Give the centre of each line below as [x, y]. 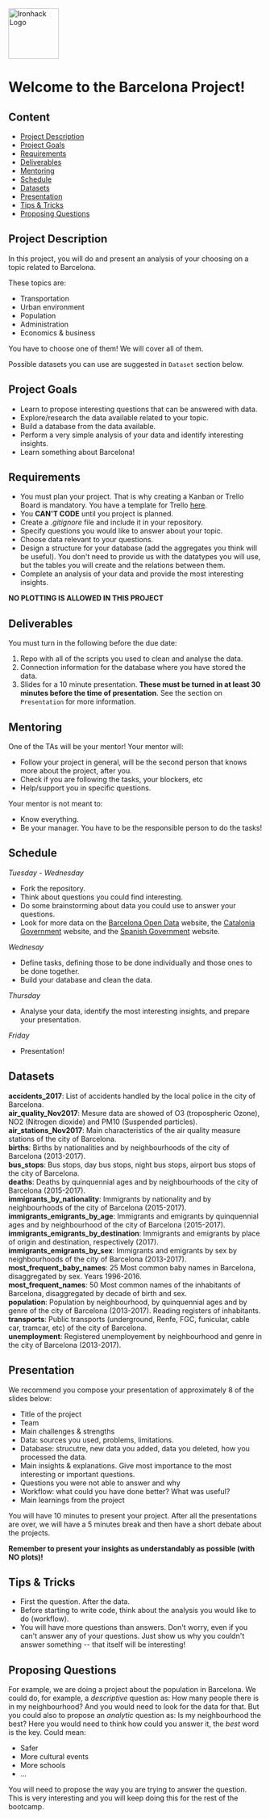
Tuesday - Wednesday [46, 873]
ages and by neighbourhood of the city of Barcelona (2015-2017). [117, 1224]
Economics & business [58, 333]
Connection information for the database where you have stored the [133, 667]
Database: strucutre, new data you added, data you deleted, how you [135, 1448]
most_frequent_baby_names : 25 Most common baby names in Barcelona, [132, 1267]
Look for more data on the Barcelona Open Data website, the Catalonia [137, 922]
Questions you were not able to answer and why [100, 1483]
